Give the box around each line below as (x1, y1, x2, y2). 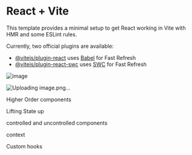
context (6, 131, 25, 138)
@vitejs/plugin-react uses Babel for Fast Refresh (14, 54, 136, 61)
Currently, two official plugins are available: (6, 42, 114, 50)
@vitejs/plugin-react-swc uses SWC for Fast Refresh (14, 61, 147, 68)
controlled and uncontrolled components (6, 119, 107, 127)
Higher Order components (6, 96, 71, 103)
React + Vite (6, 4, 69, 18)
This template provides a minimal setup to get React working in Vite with (6, 24, 186, 31)
